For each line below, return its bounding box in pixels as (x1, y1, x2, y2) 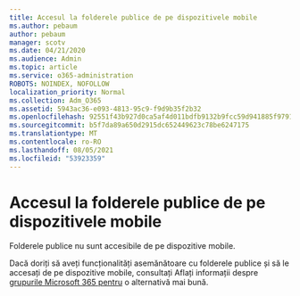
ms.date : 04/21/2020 (9, 46, 87, 55)
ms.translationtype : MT (9, 129, 98, 138)
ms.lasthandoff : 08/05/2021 (9, 145, 114, 154)
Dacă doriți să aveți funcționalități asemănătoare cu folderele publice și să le (9, 258, 290, 268)
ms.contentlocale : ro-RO (9, 137, 102, 146)
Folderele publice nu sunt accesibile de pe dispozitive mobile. (9, 241, 236, 251)
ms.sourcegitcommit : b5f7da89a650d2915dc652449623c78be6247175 (9, 121, 250, 130)
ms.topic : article (9, 63, 78, 72)
